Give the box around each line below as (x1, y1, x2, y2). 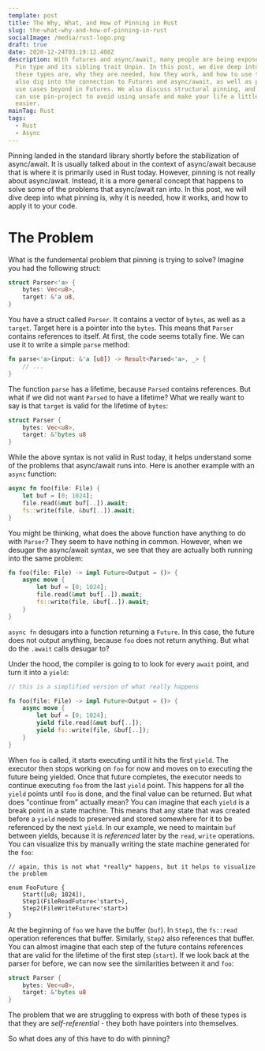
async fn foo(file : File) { (8, 485, 101, 493)
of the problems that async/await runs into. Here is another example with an (8, 461, 255, 471)
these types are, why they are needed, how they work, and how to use (15, 70, 252, 78)
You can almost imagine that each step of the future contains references (8, 941, 244, 952)
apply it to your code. (8, 201, 77, 210)
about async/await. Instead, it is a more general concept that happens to (8, 175, 244, 186)
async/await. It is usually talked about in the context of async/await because (8, 159, 256, 168)
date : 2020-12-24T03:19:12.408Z (8, 48, 114, 56)
